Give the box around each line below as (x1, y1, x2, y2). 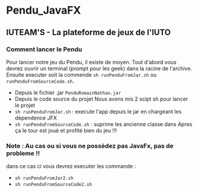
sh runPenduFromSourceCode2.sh (14, 182, 92, 188)
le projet (14, 102, 36, 109)
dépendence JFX (14, 114, 58, 121)
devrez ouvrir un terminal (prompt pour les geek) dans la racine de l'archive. (6, 65, 193, 72)
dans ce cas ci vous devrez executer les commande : (6, 163, 136, 170)
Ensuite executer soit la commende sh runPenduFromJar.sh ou (6, 71, 157, 78)
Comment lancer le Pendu (6, 45, 82, 53)
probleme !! (6, 149, 40, 158)
